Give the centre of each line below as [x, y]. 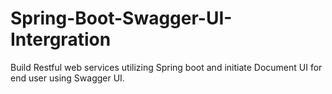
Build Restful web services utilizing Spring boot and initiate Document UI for [166, 67]
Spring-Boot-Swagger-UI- [121, 18]
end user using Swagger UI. [67, 78]
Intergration [61, 39]
